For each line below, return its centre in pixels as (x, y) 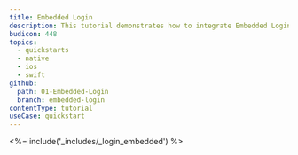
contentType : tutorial (51, 108)
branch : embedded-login (61, 100)
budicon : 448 (33, 34)
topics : (24, 42)
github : (24, 83)
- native (33, 58)
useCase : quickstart (47, 116)
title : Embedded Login (51, 17)
